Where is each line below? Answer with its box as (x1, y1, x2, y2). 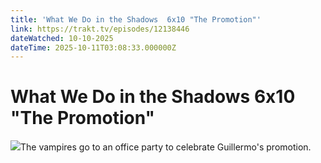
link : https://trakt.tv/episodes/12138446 (10, 24, 190, 34)
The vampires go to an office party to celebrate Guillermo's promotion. (20, 141, 312, 153)
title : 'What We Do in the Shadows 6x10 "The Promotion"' (10, 14, 262, 25)
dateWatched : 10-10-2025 (10, 33, 114, 43)
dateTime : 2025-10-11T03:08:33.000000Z (10, 42, 177, 53)
